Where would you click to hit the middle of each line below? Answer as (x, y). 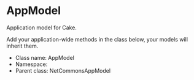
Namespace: (31, 64)
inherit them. (22, 46)
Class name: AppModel (45, 57)
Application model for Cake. (41, 27)
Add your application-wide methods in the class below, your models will (97, 39)
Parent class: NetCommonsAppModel (63, 70)
